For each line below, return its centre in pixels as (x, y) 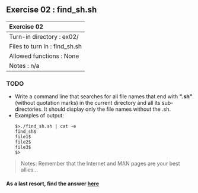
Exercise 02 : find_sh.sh (52, 10)
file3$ (23, 147)
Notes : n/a (24, 66)
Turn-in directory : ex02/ (44, 36)
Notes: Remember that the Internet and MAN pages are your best (100, 164)
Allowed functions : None (44, 56)
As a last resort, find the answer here (53, 183)
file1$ (23, 137)
